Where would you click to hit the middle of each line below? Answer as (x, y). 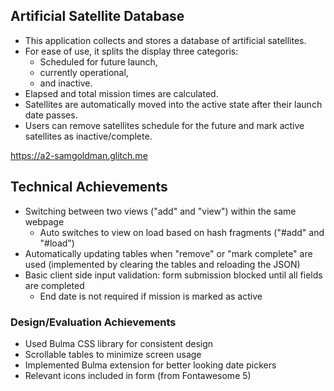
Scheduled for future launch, (98, 61)
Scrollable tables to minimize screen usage (113, 354)
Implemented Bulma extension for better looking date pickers (150, 365)
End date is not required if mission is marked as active (151, 296)
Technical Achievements (89, 187)
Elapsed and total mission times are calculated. (121, 93)
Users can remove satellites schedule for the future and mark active (164, 125)
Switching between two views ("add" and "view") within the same (160, 211)
